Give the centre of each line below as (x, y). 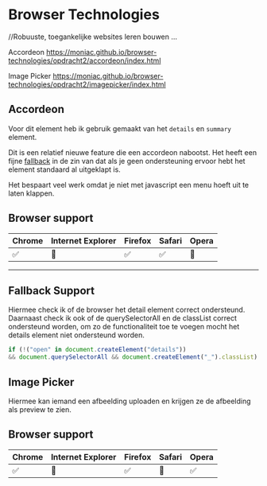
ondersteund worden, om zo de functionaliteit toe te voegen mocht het (124, 327)
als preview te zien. (40, 409)
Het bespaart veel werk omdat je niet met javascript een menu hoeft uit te (129, 185)
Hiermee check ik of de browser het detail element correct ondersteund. (127, 310)
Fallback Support (52, 291)
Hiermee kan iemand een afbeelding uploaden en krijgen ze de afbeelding (130, 401)
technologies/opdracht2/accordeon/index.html (85, 60)
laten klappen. (31, 193)
